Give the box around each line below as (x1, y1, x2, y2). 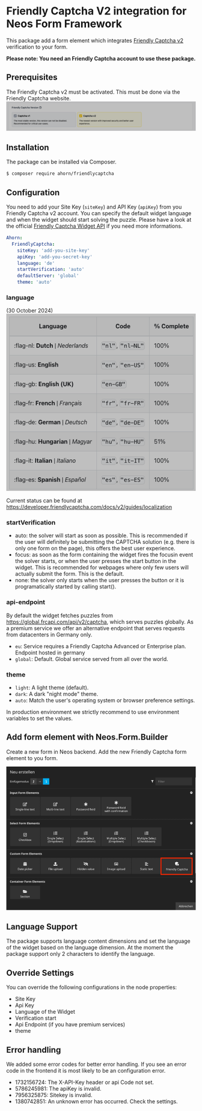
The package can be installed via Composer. (6, 158, 117, 166)
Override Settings (6, 967, 74, 978)
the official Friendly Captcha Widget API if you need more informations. (6, 222, 183, 230)
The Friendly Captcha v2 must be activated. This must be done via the (6, 88, 180, 96)
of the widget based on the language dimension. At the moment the (6, 944, 174, 951)
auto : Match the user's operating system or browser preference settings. (14, 697, 195, 704)
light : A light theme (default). (14, 684, 89, 692)
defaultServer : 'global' (17, 273, 79, 279)
